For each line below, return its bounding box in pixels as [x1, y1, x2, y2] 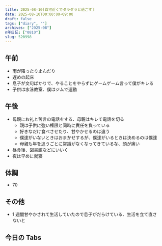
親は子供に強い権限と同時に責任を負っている [19, 122, 110, 128]
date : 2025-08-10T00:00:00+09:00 [5, 12, 74, 17]
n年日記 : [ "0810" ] [5, 30, 41, 35]
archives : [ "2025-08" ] [5, 26, 52, 30]
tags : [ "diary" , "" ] [5, 21, 48, 26]
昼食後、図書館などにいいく [12, 147, 69, 153]
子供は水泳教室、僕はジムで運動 [12, 86, 77, 92]
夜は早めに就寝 [12, 153, 43, 159]
